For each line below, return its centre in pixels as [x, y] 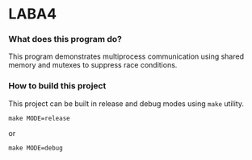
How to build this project [57, 86]
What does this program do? [65, 39]
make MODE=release [39, 118]
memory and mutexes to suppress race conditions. [93, 65]
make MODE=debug [36, 148]
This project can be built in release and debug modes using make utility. [126, 103]
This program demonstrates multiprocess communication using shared [126, 56]
